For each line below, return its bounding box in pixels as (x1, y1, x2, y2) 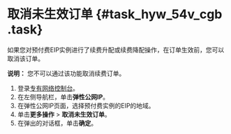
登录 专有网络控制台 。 (17, 84, 79, 92)
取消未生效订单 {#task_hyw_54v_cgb (7, 6, 223, 22)
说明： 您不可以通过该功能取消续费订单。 (7, 69, 126, 77)
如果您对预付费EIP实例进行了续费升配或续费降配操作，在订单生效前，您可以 (7, 45, 225, 54)
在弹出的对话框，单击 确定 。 (17, 119, 98, 127)
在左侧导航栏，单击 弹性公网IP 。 (17, 92, 110, 101)
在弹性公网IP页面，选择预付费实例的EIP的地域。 (17, 101, 155, 110)
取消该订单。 (7, 54, 44, 63)
